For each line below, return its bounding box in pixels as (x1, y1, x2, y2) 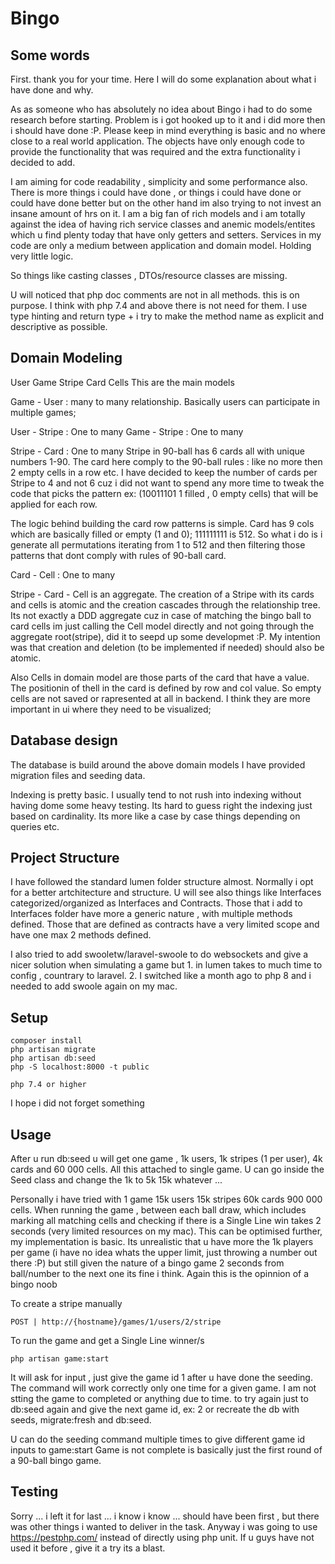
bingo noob (10, 1278, 58, 1291)
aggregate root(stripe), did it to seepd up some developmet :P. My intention (10, 630, 321, 642)
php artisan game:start (10, 1354, 110, 1364)
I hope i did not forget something (10, 1097, 145, 1109)
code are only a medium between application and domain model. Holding (10, 240, 312, 251)
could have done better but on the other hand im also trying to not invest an (10, 197, 322, 209)
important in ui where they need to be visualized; (10, 703, 212, 715)
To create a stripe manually (10, 1298, 123, 1310)
